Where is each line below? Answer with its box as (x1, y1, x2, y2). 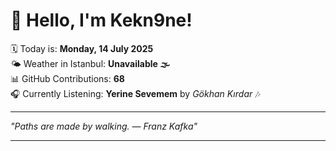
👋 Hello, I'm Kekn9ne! (10, 9, 193, 32)
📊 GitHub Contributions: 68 (10, 72, 125, 84)
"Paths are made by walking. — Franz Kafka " (10, 120, 198, 132)
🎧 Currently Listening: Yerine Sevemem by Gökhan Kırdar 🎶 (10, 87, 261, 99)
